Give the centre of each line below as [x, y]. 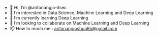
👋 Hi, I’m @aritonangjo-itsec [38, 8]
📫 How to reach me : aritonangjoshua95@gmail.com [63, 28]
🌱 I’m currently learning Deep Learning [49, 18]
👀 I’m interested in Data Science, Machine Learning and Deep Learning [81, 13]
